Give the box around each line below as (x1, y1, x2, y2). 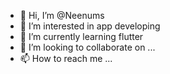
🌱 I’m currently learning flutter (19, 31, 144, 42)
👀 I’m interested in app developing (19, 20, 161, 32)
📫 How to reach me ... (19, 53, 113, 64)
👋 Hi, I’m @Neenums (19, 10, 105, 21)
